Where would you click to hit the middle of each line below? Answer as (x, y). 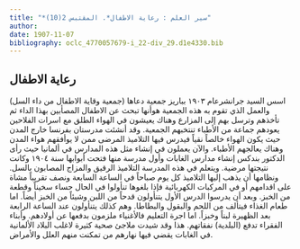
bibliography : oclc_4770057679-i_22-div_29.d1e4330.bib (116, 43)
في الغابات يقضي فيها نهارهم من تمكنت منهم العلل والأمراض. (111, 235)
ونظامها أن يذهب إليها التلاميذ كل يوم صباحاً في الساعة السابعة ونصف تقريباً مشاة (144, 177)
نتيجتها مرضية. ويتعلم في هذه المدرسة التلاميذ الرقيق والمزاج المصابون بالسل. (139, 168)
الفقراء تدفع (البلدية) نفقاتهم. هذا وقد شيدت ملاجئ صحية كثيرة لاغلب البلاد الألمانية (146, 225)
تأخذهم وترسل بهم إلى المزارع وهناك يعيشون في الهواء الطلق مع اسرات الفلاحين (145, 120)
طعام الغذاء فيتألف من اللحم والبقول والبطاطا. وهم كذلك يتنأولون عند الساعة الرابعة (149, 206)
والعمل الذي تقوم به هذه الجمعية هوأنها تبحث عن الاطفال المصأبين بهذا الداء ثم (140, 111)
